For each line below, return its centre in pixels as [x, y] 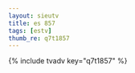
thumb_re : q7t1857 [39, 38]
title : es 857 [32, 23]
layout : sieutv [34, 16]
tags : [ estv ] [30, 30]
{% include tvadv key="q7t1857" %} [68, 61]
